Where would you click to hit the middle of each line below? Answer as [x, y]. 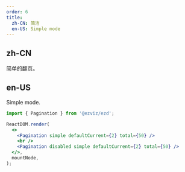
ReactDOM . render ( [28, 124]
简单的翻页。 [22, 68]
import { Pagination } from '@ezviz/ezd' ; [60, 113]
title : [14, 18]
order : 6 [17, 12]
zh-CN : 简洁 [26, 23]
